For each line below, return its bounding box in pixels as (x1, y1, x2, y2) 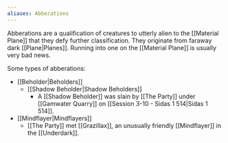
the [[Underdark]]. (27, 129, 80, 137)
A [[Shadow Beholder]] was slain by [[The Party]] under (37, 92, 196, 100)
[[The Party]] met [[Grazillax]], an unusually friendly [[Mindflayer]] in (27, 121, 222, 129)
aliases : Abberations (7, 10, 69, 17)
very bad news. (7, 51, 52, 59)
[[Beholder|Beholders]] (16, 77, 83, 86)
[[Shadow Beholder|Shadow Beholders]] (27, 85, 142, 93)
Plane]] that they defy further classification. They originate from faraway (7, 36, 212, 45)
